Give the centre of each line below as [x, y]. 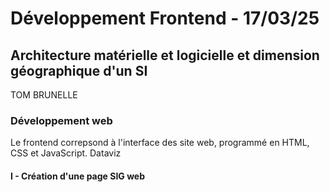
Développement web [61, 120]
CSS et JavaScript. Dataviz [66, 153]
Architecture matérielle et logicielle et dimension [165, 55]
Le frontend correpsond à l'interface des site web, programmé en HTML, [160, 143]
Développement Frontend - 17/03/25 [165, 18]
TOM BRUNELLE [44, 95]
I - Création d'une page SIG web [78, 176]
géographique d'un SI [79, 70]
